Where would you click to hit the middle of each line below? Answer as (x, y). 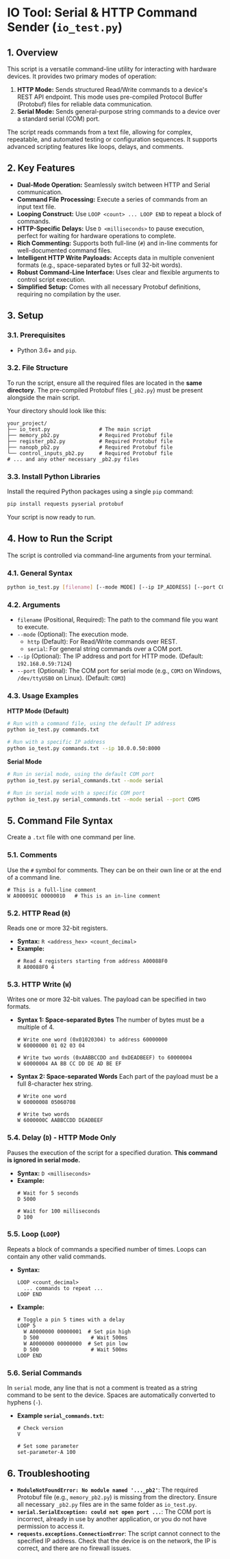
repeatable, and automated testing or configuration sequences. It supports (112, 139)
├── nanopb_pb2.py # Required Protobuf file (90, 447)
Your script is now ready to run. (51, 517)
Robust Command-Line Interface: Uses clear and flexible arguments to (118, 272)
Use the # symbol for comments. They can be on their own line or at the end (114, 870)
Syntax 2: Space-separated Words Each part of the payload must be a (117, 1077)
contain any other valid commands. (57, 1256)
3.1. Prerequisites (36, 336)
